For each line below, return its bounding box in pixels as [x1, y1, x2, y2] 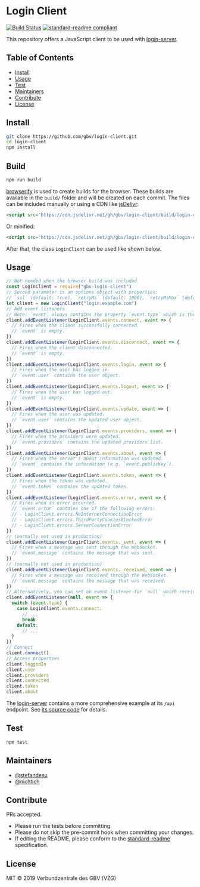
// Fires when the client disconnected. [11, 344, 113, 350]
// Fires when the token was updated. [11, 478, 108, 484]
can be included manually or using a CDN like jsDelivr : [6, 200, 139, 207]
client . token [6, 683, 39, 689]
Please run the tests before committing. [14, 823, 112, 830]
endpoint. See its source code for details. [6, 706, 107, 713]
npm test [6, 739, 28, 745]
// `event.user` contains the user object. [11, 372, 121, 378]
